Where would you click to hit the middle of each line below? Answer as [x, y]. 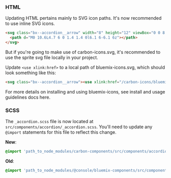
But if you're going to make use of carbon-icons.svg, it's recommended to [83, 52]
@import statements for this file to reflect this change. [61, 132]
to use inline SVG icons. [30, 23]
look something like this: [31, 73]
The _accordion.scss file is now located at [49, 122]
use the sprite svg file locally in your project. [52, 57]
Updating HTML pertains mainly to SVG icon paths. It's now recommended [83, 18]
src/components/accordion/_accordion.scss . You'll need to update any [79, 127]
